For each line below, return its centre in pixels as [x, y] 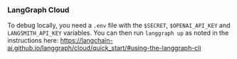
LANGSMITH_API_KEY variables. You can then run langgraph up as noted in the [118, 33]
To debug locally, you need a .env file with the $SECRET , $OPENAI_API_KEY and [119, 26]
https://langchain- [86, 41]
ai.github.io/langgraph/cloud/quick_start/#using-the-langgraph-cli [104, 48]
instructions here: [33, 41]
